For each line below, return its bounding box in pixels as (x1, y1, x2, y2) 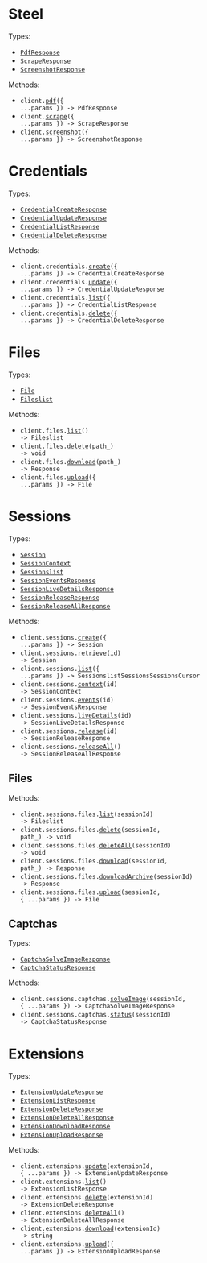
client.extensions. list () (19, 1178, 107, 1186)
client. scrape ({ (19, 112, 75, 121)
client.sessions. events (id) (19, 696, 114, 704)
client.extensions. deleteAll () (19, 1209, 125, 1217)
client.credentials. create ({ (19, 263, 118, 271)
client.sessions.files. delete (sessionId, (19, 826, 160, 834)
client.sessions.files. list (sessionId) (19, 810, 154, 818)
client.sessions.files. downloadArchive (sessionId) (19, 872, 193, 880)
